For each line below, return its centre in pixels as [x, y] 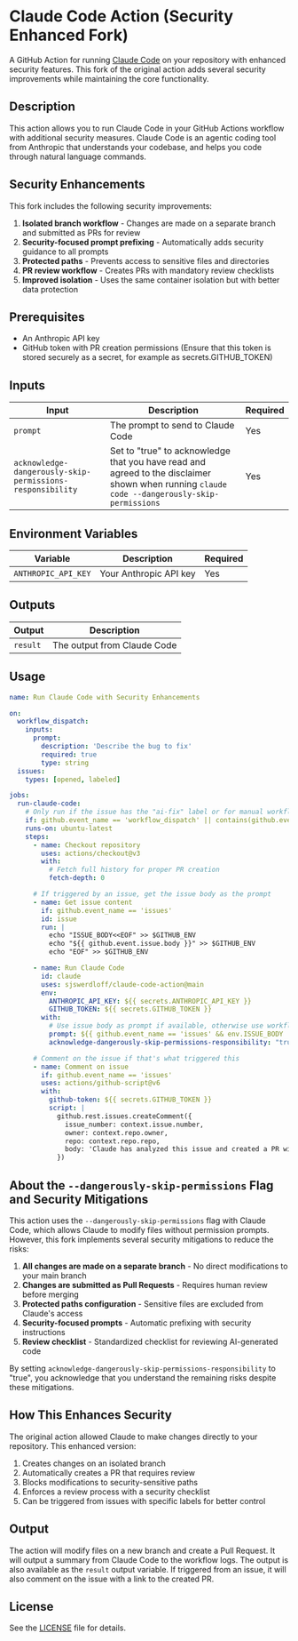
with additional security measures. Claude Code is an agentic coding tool [143, 137]
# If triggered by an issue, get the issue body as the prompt [152, 894]
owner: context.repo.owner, [117, 1133]
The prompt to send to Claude [172, 426]
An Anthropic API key [61, 339]
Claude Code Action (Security [121, 16]
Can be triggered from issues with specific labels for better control [144, 1501]
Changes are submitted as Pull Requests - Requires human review [145, 1285]
